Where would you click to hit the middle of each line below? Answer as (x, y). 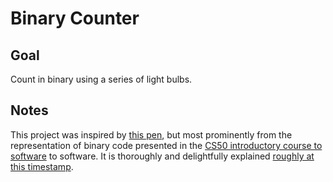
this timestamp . (42, 166)
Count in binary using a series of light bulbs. (101, 79)
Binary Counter (75, 18)
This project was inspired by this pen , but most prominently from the (151, 134)
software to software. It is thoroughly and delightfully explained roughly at (162, 156)
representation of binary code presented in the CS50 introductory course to (166, 145)
